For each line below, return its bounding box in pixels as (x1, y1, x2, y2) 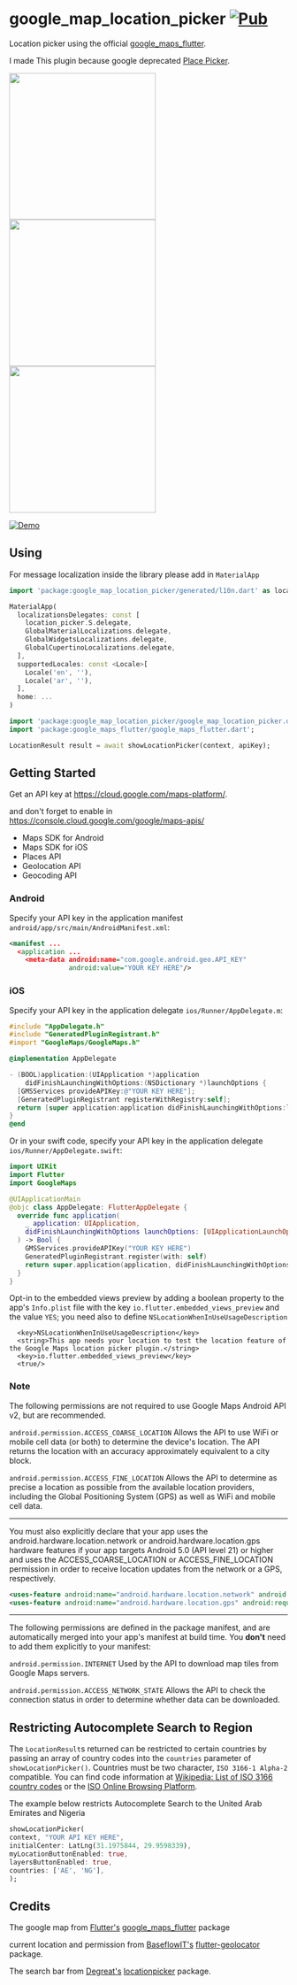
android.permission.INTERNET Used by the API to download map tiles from (9, 1658, 278, 1669)
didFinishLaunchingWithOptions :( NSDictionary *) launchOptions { (25, 1078, 267, 1088)
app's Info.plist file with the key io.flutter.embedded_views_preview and (9, 1302, 280, 1313)
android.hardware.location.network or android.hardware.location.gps (9, 1535, 261, 1546)
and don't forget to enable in (9, 806, 113, 817)
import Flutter (9, 1171, 65, 1180)
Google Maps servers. (9, 1668, 90, 1679)
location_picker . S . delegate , (25, 619, 133, 627)
